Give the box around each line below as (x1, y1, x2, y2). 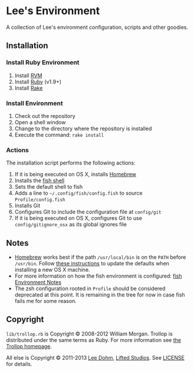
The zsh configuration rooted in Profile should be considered (14, 285, 166, 292)
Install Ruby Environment (6, 58, 80, 67)
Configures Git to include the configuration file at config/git (14, 208, 162, 216)
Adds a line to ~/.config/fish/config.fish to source (14, 190, 143, 197)
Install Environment (6, 99, 63, 107)
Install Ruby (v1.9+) (14, 78, 62, 85)
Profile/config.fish (14, 197, 65, 203)
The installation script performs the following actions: (6, 159, 136, 166)
